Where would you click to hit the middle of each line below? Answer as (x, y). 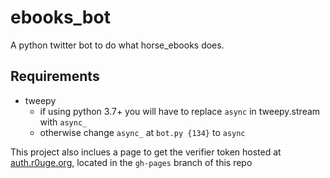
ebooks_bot (60, 17)
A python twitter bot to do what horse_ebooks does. (117, 45)
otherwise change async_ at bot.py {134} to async (142, 132)
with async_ (63, 122)
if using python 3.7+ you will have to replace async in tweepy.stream (180, 111)
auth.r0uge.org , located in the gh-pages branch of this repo (131, 162)
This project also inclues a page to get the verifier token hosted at (146, 152)
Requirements (55, 76)
